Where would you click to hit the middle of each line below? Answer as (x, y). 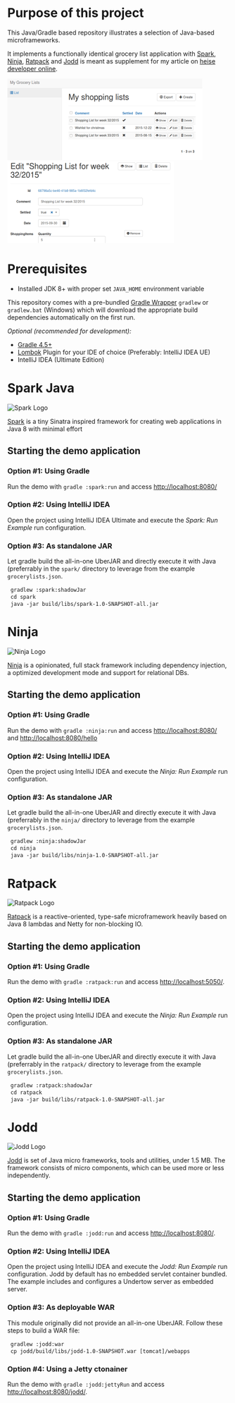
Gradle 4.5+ (35, 344)
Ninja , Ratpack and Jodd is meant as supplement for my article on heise (112, 61)
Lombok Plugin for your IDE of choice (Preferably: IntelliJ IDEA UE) (114, 352)
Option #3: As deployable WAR (61, 1308)
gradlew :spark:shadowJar (48, 590)
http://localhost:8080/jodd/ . (47, 1392)
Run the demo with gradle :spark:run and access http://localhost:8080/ (112, 486)
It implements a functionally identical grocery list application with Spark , (112, 54)
